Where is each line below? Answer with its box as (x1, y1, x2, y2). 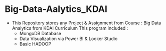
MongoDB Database (19, 30, 61, 36)
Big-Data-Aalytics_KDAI (5, 3, 107, 15)
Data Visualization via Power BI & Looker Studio (19, 36, 118, 42)
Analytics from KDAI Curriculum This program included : (12, 25, 128, 31)
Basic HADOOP (19, 41, 51, 47)
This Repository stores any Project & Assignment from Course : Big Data (12, 20, 161, 26)
